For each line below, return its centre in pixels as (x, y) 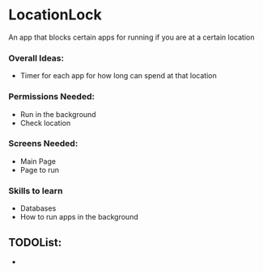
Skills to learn (36, 190)
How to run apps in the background (79, 217)
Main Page (38, 161)
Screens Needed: (43, 144)
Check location (45, 123)
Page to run (39, 169)
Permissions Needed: (52, 97)
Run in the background (58, 114)
